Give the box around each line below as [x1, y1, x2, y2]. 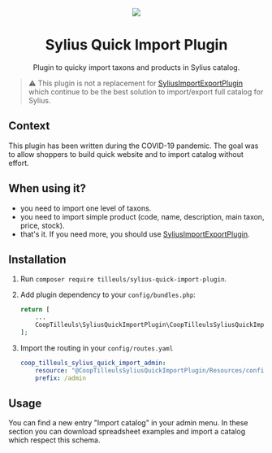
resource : [35, 366, 68, 374]
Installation [8, 252, 67, 266]
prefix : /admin [35, 374, 87, 382]
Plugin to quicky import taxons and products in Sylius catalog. [32, 62, 240, 72]
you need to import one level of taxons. [19, 203, 152, 213]
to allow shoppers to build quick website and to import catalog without [8, 149, 244, 159]
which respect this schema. [8, 435, 101, 445]
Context [8, 119, 50, 133]
